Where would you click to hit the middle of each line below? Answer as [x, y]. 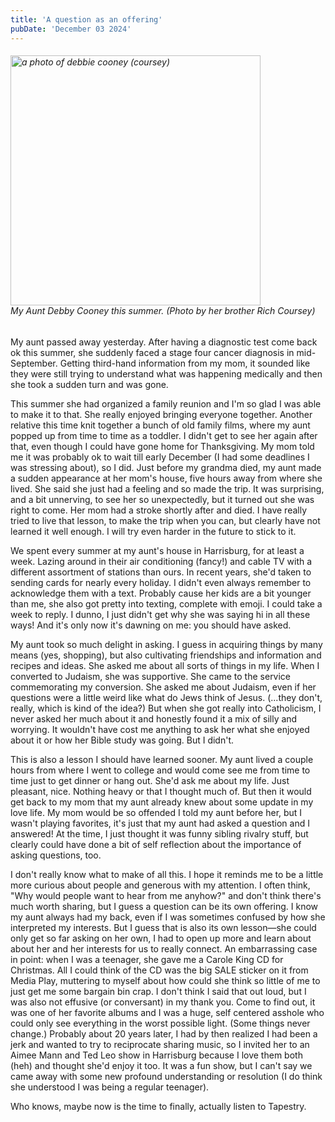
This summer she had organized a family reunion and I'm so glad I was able [166, 403]
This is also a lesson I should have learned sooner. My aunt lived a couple [162, 759]
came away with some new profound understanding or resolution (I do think [166, 1076]
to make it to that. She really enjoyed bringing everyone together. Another [161, 414]
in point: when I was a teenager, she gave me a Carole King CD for [147, 959]
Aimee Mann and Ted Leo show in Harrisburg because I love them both [156, 1055]
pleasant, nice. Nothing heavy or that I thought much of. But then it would [161, 791]
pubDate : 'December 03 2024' [71, 29]
